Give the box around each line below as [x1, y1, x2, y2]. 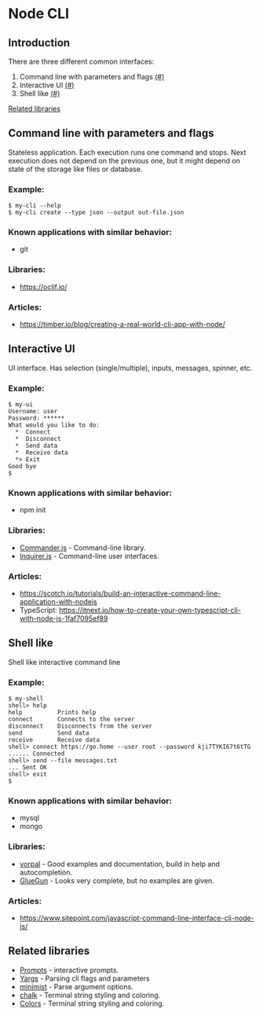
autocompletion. [19, 867, 73, 877]
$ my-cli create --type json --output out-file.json [8, 209, 184, 217]
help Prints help [8, 709, 97, 717]
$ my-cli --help [8, 202, 61, 210]
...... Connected [8, 750, 65, 758]
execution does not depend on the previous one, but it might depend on [8, 156, 241, 165]
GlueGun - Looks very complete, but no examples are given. [19, 875, 214, 885]
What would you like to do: [8, 421, 100, 429]
